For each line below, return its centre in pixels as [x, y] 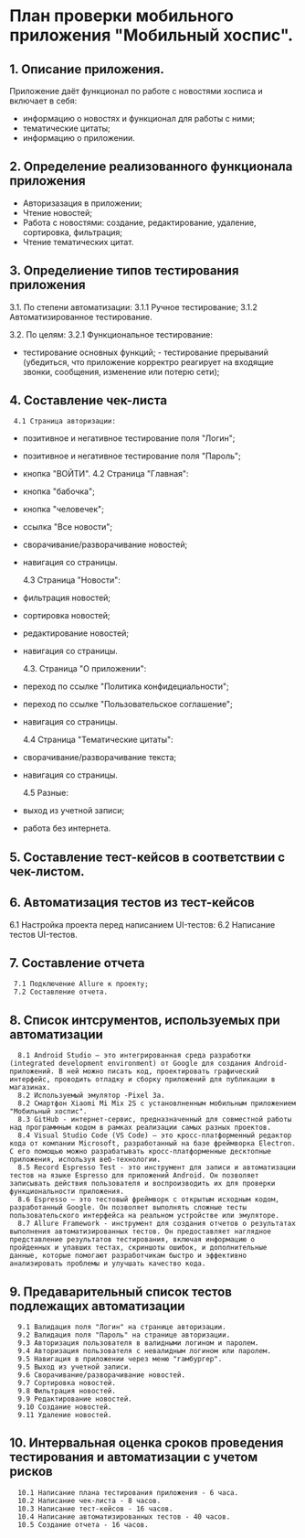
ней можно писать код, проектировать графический [163, 1071]
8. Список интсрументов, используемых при [145, 1020]
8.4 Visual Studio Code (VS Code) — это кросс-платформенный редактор [155, 1135]
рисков [31, 1472]
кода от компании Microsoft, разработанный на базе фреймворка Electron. [153, 1144]
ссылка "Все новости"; [68, 527]
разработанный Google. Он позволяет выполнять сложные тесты [128, 1208]
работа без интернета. [67, 828]
